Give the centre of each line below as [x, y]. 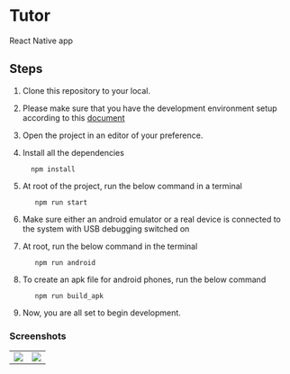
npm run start [61, 202]
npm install [53, 169]
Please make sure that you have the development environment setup [150, 108]
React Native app [41, 41]
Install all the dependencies [73, 152]
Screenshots [38, 336]
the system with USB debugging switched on [106, 228]
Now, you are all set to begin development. [102, 313]
